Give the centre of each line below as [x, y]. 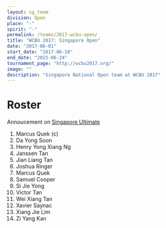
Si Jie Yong [30, 186]
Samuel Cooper [36, 180]
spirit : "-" [22, 29]
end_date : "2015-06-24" [37, 58]
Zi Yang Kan [31, 219]
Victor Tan [29, 192]
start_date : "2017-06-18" [40, 52]
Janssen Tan [32, 153]
